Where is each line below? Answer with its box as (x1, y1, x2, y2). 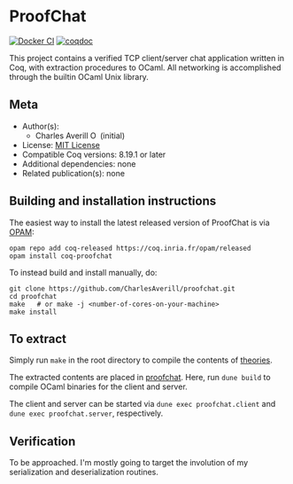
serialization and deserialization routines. (9, 467, 159, 478)
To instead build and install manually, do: (9, 267, 158, 277)
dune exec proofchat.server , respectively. (9, 408, 164, 418)
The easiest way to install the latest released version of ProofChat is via (9, 217, 270, 228)
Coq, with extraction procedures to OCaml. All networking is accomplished (9, 62, 281, 73)
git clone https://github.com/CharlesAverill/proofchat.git (9, 284, 236, 293)
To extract (9, 331, 66, 347)
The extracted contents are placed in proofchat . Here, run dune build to (9, 372, 272, 383)
